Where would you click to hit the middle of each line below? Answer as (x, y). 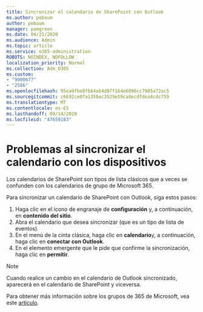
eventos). (27, 229)
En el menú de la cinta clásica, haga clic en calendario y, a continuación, (105, 235)
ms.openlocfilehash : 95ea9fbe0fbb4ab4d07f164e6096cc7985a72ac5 (88, 91)
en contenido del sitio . (44, 216)
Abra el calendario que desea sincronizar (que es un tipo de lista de (99, 222)
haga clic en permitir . (42, 255)
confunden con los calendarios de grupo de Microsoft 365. (80, 185)
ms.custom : (20, 74)
